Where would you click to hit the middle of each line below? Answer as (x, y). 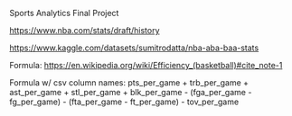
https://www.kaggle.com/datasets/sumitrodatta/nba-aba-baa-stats (134, 48)
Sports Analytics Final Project (64, 13)
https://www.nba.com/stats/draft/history (85, 30)
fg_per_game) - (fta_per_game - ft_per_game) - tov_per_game (124, 102)
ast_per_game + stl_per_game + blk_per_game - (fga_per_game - (131, 92)
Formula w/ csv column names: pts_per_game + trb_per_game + (129, 83)
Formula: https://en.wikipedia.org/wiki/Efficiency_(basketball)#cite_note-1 (146, 65)
